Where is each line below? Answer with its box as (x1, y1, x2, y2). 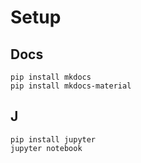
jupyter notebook (10, 143, 83, 153)
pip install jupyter (10, 134, 97, 145)
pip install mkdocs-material (10, 81, 132, 91)
